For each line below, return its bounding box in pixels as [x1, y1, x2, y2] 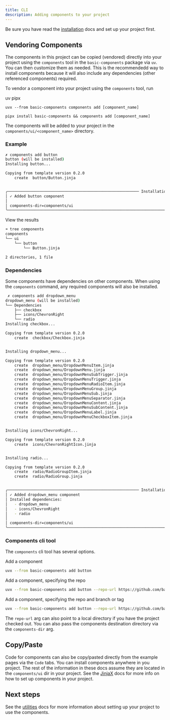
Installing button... [5, 161, 51, 167]
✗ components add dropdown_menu [7, 293, 76, 299]
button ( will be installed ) [5, 157, 65, 162]
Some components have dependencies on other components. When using [5, 278, 160, 284]
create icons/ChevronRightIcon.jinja [14, 442, 96, 447]
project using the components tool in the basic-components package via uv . [5, 59, 158, 66]
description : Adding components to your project [5, 12, 110, 17]
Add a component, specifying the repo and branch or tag [5, 597, 124, 603]
